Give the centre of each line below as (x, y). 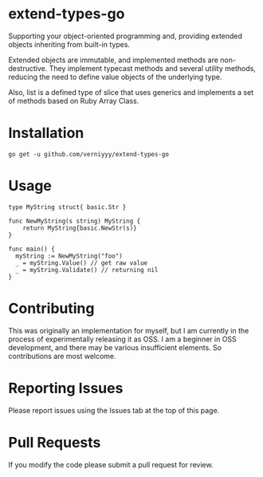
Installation (46, 133)
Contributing (51, 309)
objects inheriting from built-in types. (69, 44)
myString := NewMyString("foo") (69, 256)
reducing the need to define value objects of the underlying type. (115, 77)
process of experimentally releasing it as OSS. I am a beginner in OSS (122, 339)
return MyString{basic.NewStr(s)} (80, 228)
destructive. (28, 68)
